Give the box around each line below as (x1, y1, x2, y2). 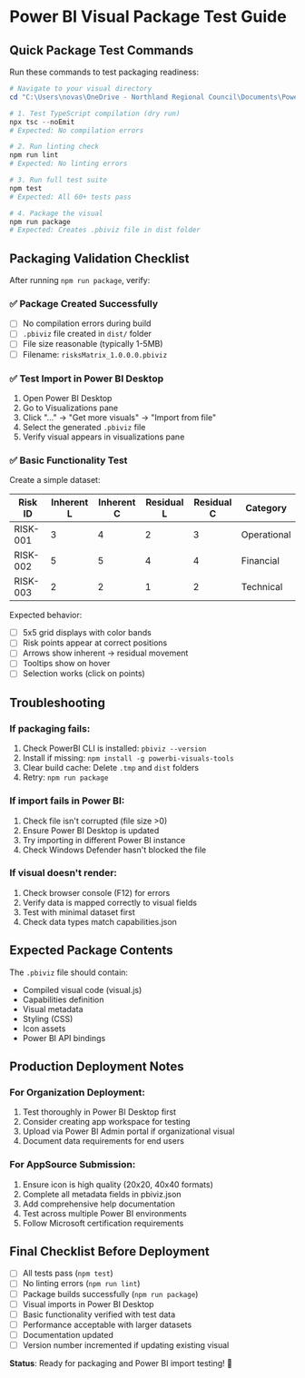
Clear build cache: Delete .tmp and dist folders (22, 763, 200, 773)
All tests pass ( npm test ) (22, 1268, 113, 1279)
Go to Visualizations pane (22, 402, 119, 413)
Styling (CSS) (22, 1013, 74, 1024)
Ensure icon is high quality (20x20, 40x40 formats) (22, 1178, 213, 1190)
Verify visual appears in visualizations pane (22, 431, 185, 442)
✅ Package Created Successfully (9, 297, 159, 310)
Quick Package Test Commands (9, 43, 193, 58)
